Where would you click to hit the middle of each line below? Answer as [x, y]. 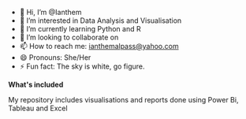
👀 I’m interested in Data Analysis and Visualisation [101, 20]
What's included [36, 84]
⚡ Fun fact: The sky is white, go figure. [82, 66]
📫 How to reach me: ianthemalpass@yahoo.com [99, 46]
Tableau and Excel [38, 108]
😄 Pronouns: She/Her [55, 58]
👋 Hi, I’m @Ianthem [50, 12]
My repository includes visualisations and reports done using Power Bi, [123, 100]
